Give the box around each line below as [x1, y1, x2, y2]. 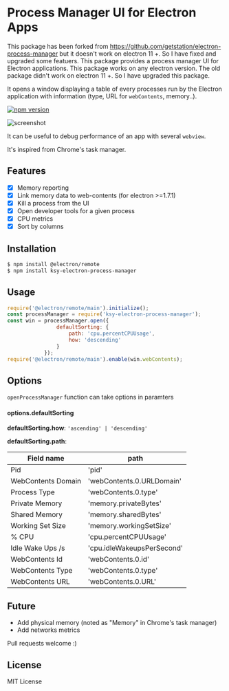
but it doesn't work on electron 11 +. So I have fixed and [59, 50, 217, 58]
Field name [27, 454, 65, 463]
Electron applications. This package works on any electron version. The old [7, 64, 221, 72]
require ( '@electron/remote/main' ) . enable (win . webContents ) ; [7, 355, 184, 362]
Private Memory [10, 498, 63, 508]
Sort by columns [17, 222, 64, 231]
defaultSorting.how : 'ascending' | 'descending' [7, 424, 148, 432]
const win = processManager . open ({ [7, 318, 109, 325]
